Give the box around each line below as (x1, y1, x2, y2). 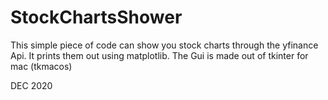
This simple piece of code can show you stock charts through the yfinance (10, 39, 319, 51)
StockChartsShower (10, 6, 183, 29)
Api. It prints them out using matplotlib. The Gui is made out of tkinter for (10, 49, 309, 61)
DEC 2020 (10, 79, 53, 91)
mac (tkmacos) (10, 60, 73, 72)
